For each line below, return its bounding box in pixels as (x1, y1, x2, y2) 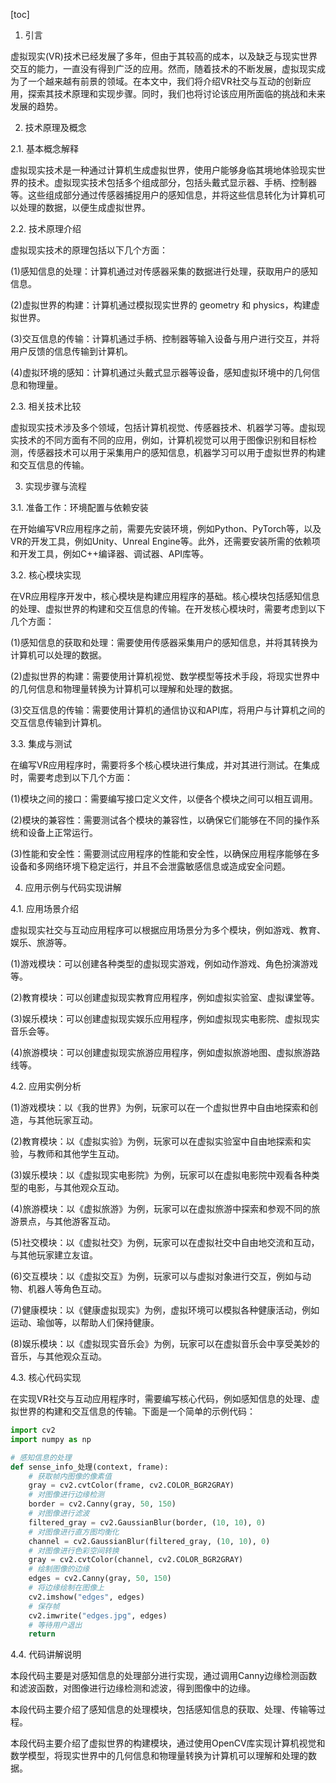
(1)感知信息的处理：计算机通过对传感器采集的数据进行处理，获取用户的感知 (10, 265, 318, 277)
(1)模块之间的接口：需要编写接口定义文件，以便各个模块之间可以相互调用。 (10, 793, 318, 804)
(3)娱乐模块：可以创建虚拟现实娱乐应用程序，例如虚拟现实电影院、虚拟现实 (10, 1013, 320, 1024)
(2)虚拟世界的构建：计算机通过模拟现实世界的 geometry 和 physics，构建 (10, 299, 312, 311)
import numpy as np (10, 1434, 92, 1444)
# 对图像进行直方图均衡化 (28, 1527, 120, 1537)
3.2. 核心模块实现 (10, 569, 82, 581)
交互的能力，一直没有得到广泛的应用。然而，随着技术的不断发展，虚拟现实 (10, 63, 317, 74)
